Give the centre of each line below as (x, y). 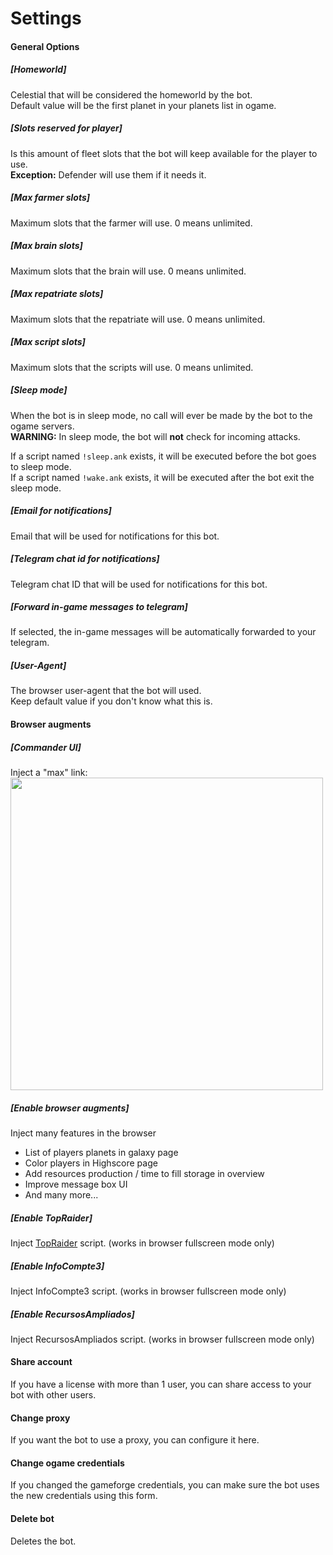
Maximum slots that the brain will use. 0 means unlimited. (128, 271)
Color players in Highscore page (91, 1163)
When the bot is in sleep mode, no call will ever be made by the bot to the (161, 415)
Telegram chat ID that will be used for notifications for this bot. (139, 584)
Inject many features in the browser (83, 1133)
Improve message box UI (76, 1184)
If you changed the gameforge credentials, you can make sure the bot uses (165, 1485)
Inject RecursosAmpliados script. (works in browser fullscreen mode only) (162, 1339)
